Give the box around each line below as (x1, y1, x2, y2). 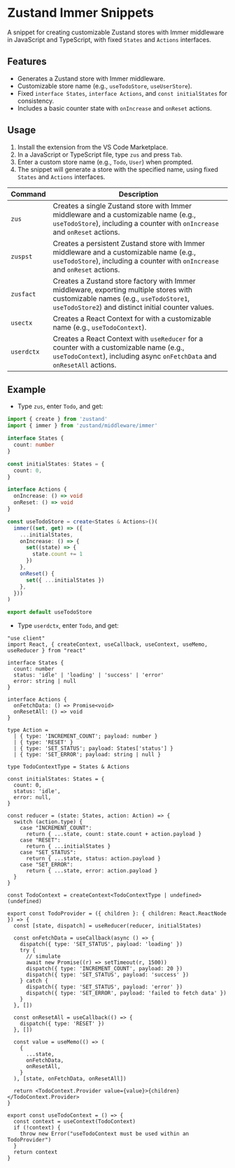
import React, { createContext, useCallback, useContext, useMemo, (7, 641, 208, 648)
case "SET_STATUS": (20, 849, 77, 856)
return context (13, 1148, 58, 1156)
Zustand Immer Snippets (7, 5, 154, 21)
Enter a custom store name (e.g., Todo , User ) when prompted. (17, 157, 194, 166)
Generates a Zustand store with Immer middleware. (17, 74, 166, 82)
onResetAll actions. (52, 360, 117, 370)
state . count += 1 (32, 551, 83, 558)
